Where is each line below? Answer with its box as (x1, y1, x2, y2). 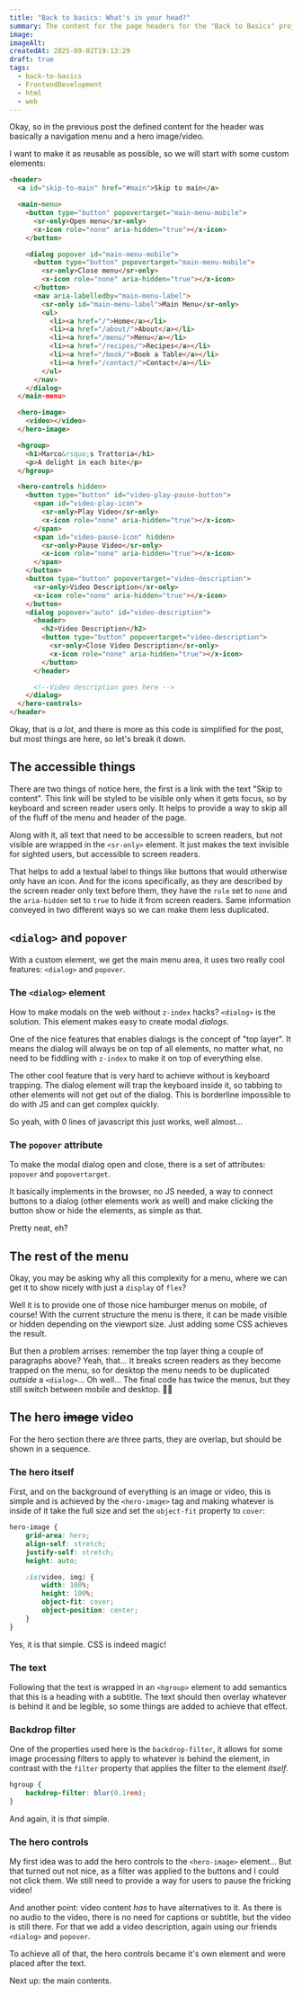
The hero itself (9, 1465, 75, 1478)
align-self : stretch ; (25, 1539, 106, 1548)
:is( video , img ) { (25, 1572, 94, 1581)
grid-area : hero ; (25, 1531, 91, 1541)
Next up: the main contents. (9, 1975, 112, 1986)
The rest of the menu (9, 1248, 129, 1264)
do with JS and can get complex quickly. (9, 1098, 160, 1109)
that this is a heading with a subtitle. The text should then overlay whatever (9, 1691, 288, 1702)
